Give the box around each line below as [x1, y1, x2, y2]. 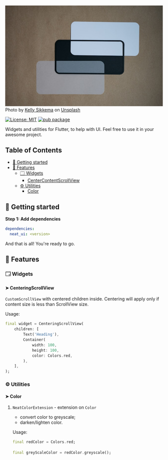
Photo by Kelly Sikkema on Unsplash [5, 106, 81, 113]
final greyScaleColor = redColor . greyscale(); [12, 450, 111, 455]
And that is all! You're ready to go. [5, 240, 75, 246]
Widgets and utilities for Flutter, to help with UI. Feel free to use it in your [5, 126, 154, 132]
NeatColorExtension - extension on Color [12, 404, 96, 410]
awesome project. [5, 131, 42, 137]
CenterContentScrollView [27, 178, 80, 184]
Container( [23, 337, 46, 343]
